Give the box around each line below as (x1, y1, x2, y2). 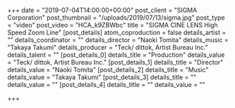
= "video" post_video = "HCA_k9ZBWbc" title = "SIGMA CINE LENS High (7, 21, 218, 29)
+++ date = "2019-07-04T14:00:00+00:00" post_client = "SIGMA (7, 6, 198, 14)
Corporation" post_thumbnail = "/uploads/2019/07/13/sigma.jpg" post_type (7, 13, 225, 22)
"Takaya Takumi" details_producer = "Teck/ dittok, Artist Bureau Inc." (7, 43, 208, 51)
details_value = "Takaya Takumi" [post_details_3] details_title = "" (7, 73, 196, 81)
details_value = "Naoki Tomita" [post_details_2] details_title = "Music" (7, 66, 210, 74)
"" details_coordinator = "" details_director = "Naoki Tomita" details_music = (7, 36, 229, 44)
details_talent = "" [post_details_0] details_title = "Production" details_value (7, 50, 225, 59)
